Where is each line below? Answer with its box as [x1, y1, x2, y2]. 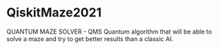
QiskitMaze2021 [6, 5, 102, 21]
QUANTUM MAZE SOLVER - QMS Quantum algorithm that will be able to [6, 27, 212, 36]
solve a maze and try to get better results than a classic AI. [6, 34, 173, 42]
